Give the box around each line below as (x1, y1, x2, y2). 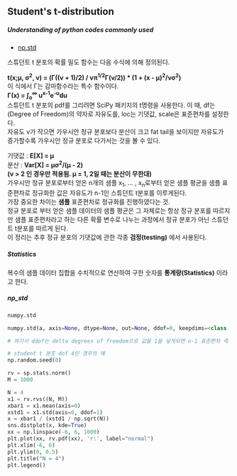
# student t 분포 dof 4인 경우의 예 (7, 350, 105, 358)
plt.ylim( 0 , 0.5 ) (7, 448, 59, 455)
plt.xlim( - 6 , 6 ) (7, 441, 55, 449)
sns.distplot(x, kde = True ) (7, 422, 87, 429)
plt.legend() (7, 461, 46, 469)
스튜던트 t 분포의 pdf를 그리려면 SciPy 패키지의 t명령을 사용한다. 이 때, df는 (7, 101, 216, 109)
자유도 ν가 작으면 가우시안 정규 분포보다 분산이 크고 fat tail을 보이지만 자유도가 (7, 128, 224, 136)
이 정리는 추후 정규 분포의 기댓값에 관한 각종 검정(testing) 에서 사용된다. (7, 233, 207, 241)
